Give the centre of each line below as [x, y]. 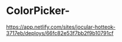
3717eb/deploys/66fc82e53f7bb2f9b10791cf [60, 33]
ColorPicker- [38, 11]
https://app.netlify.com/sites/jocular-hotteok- [61, 27]
